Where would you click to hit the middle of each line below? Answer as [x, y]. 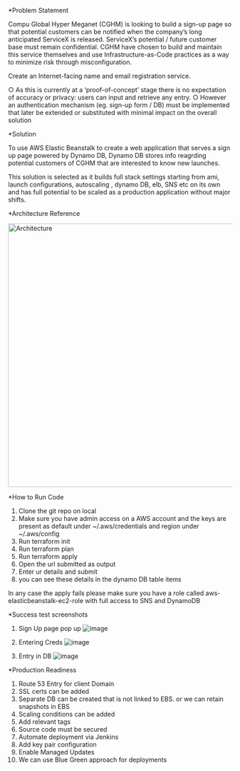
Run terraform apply [48, 556]
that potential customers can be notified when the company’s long [105, 32]
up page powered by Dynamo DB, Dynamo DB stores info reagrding [107, 155]
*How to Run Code [36, 497]
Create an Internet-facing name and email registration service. [99, 76]
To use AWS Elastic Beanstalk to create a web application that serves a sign [119, 148]
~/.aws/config [39, 534]
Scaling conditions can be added [67, 714]
